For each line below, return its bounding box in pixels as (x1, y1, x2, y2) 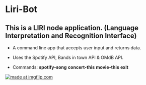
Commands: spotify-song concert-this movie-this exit (12, 64, 128, 70)
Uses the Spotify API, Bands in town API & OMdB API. (12, 54, 123, 60)
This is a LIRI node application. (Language (5, 24, 139, 32)
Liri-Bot (5, 4, 38, 15)
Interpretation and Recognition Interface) (5, 31, 137, 40)
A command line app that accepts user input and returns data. (12, 45, 141, 51)
